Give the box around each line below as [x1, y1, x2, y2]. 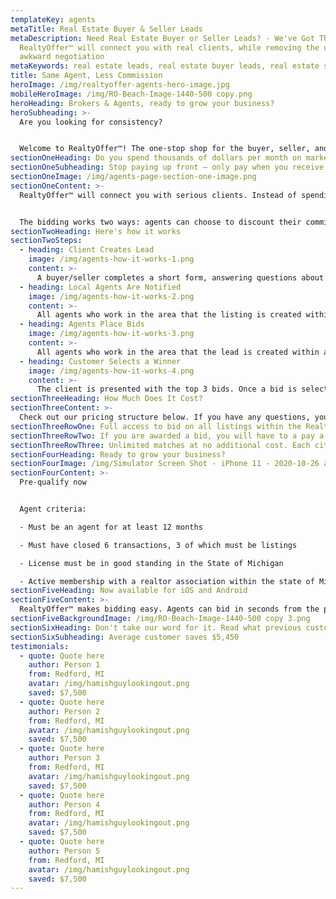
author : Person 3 [28, 753, 101, 763]
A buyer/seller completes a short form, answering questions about [36, 272, 325, 283]
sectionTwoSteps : [10, 236, 83, 246]
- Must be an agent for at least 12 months [19, 522, 203, 532]
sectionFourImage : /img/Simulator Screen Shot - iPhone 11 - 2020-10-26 [10, 459, 320, 469]
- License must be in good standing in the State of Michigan [19, 558, 284, 568]
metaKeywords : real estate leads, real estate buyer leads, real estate [10, 61, 320, 71]
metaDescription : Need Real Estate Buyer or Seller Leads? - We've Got [10, 33, 315, 43]
